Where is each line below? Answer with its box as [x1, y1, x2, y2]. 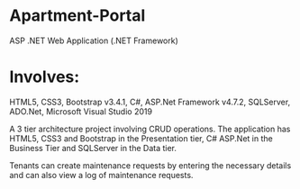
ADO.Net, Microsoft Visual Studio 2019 [9, 105, 153, 117]
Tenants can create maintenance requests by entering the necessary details [9, 159, 292, 171]
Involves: [9, 67, 80, 87]
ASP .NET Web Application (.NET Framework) [9, 35, 178, 46]
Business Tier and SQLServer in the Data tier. [9, 142, 177, 153]
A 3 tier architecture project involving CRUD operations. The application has [9, 123, 291, 134]
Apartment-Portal [9, 5, 146, 26]
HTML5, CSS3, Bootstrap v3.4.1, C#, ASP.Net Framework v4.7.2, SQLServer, [9, 96, 291, 107]
